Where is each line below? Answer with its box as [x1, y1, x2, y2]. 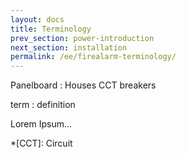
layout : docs [10, 14, 65, 25]
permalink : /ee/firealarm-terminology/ [10, 52, 177, 62]
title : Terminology [10, 24, 92, 34]
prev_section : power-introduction [10, 33, 155, 43]
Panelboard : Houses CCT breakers [10, 79, 157, 91]
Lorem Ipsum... [10, 118, 73, 130]
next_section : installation [10, 42, 128, 53]
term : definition [10, 99, 76, 111]
